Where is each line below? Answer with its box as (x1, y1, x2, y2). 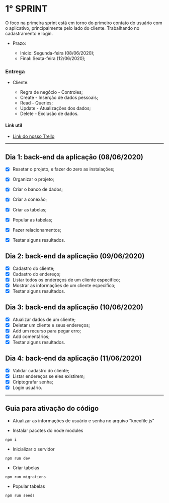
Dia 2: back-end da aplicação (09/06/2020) (5, 252, 145, 260)
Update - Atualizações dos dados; (20, 105, 91, 111)
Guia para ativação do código (5, 404, 99, 413)
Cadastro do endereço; (12, 271, 61, 277)
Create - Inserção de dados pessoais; (20, 94, 99, 101)
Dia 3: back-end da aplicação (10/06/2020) (5, 303, 143, 312)
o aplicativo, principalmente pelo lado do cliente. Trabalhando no (5, 25, 140, 31)
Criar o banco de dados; (12, 186, 63, 192)
